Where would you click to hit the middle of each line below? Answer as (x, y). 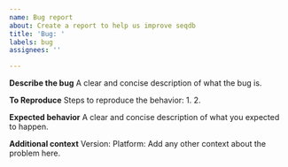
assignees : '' (35, 50)
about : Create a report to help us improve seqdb (103, 26)
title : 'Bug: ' (37, 34)
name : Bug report (41, 17)
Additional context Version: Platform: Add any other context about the (138, 144)
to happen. (29, 127)
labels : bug (31, 42)
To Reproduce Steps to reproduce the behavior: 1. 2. (105, 100)
